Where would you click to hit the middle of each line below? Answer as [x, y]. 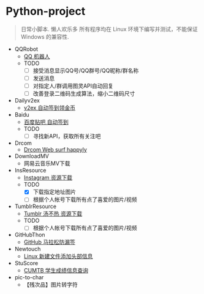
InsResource [30, 171]
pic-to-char [29, 277]
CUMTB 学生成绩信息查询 [56, 271]
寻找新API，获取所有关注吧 [67, 136]
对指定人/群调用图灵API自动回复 [73, 86]
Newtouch [28, 249]
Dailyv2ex [27, 101]
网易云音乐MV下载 [47, 163]
